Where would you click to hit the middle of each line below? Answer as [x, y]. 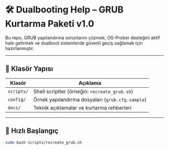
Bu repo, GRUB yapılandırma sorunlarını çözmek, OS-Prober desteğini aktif [82, 38]
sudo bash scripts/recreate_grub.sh [44, 142]
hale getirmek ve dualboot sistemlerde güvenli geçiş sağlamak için [74, 43]
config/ [17, 99]
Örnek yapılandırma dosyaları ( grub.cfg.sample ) [90, 99]
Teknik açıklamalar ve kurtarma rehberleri [82, 107]
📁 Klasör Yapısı [29, 69]
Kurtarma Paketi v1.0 [50, 24]
